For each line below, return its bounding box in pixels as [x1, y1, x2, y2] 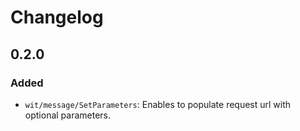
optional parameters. [24, 109, 112, 121]
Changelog [10, 6, 104, 29]
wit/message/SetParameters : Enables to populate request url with [24, 98, 292, 110]
